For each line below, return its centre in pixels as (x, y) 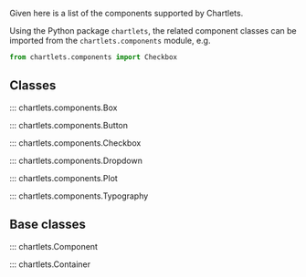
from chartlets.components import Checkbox (94, 57)
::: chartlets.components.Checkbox (75, 143)
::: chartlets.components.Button (69, 125)
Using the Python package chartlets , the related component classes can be (153, 31)
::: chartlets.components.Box (63, 108)
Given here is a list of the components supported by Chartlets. (127, 13)
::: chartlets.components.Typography (79, 196)
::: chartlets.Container (50, 264)
